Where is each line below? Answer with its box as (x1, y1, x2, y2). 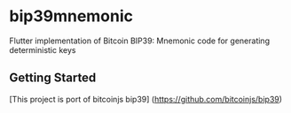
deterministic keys (9, 44, 76, 55)
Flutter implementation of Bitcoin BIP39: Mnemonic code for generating (9, 35, 271, 46)
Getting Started (9, 71, 97, 86)
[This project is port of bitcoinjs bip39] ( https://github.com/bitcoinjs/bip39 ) (9, 94, 282, 104)
